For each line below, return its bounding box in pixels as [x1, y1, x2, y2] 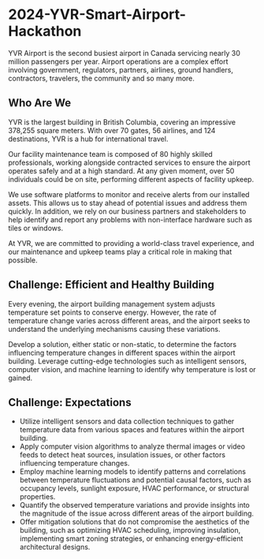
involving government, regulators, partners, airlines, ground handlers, [8, 65, 234, 74]
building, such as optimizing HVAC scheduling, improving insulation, [19, 526, 241, 535]
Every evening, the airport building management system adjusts [8, 299, 215, 308]
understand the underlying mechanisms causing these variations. [8, 324, 221, 334]
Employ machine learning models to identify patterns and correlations [19, 467, 247, 476]
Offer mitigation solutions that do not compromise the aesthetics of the [19, 517, 250, 527]
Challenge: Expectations [8, 396, 132, 409]
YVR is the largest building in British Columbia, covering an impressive [8, 117, 236, 127]
